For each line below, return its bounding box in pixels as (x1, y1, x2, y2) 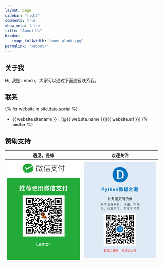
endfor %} (12, 122, 33, 127)
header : (5, 34, 21, 38)
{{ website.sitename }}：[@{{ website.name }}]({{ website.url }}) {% (12, 116, 148, 122)
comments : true (5, 18, 36, 23)
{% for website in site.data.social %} (5, 106, 78, 112)
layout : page (5, 8, 32, 13)
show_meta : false (5, 23, 40, 28)
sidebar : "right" (5, 13, 40, 18)
